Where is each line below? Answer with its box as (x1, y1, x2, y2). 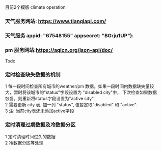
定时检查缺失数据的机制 (5, 71, 60, 78)
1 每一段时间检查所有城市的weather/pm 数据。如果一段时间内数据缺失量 (5, 83, 150, 90)
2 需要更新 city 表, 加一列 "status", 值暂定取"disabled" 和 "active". (5, 102, 137, 108)
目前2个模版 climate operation (5, 4, 66, 10)
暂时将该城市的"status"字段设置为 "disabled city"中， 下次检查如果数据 (13, 90, 157, 95)
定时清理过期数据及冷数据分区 (5, 121, 76, 128)
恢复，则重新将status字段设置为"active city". (5, 95, 95, 102)
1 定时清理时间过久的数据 (5, 133, 55, 139)
